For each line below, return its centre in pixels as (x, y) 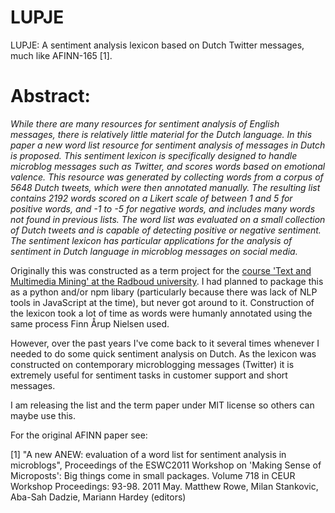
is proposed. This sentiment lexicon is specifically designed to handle (154, 155)
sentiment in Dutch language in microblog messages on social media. (154, 251)
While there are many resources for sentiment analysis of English (145, 123)
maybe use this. (43, 415)
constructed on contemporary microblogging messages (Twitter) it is (152, 364)
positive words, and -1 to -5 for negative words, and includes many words (163, 208)
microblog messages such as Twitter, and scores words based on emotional (168, 166)
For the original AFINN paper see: (79, 435)
